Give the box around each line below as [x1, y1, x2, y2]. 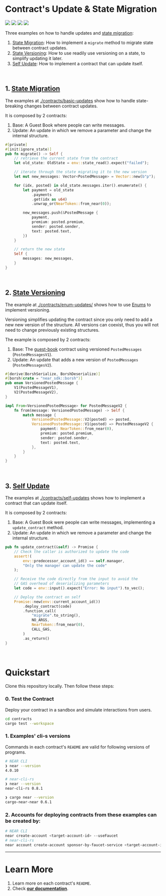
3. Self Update [5, 482, 50, 490]
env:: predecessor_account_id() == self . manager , [23, 558, 125, 563]
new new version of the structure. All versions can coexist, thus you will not [5, 321, 159, 327]
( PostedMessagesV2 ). [12, 362, 53, 368]
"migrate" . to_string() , [31, 613, 81, 618]
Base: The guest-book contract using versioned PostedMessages [12, 346, 142, 352]
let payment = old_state [23, 187, 74, 192]
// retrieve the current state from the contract [14, 156, 119, 161]
